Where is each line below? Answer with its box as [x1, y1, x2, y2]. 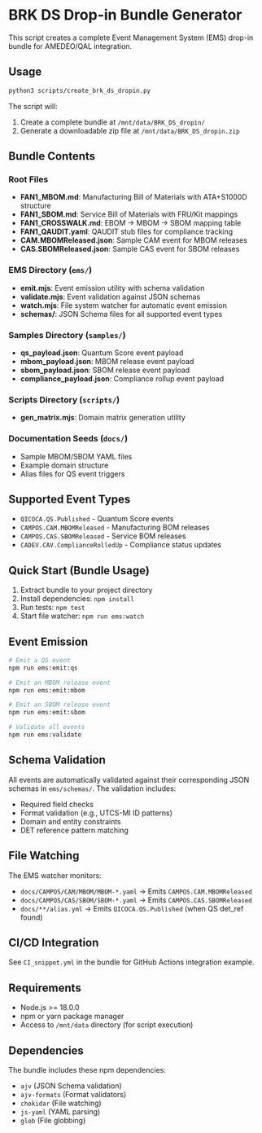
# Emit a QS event [8, 656, 71, 665]
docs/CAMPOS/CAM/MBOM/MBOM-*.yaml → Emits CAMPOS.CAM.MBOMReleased [20, 886, 252, 896]
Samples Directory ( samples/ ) [8, 329, 126, 340]
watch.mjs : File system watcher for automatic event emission [20, 300, 228, 310]
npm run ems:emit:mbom [8, 686, 85, 694]
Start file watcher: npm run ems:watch [20, 611, 145, 621]
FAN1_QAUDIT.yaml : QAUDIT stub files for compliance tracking [20, 226, 234, 237]
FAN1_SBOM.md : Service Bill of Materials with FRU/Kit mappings [20, 209, 238, 219]
